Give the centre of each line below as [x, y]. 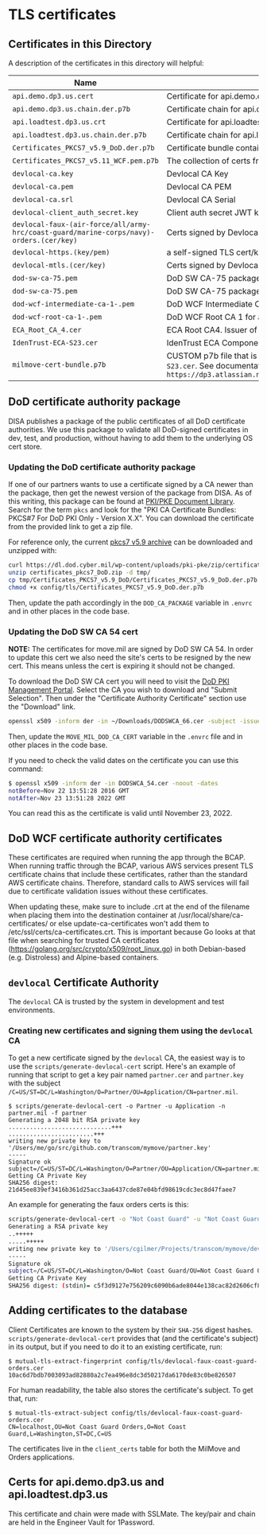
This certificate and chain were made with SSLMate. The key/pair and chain [132, 1514]
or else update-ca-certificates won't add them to [130, 924]
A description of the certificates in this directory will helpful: [106, 63]
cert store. [25, 446]
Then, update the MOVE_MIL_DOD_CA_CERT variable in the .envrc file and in [126, 736]
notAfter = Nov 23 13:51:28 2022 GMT [67, 798]
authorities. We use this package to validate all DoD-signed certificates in [128, 429]
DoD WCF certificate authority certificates [115, 838]
